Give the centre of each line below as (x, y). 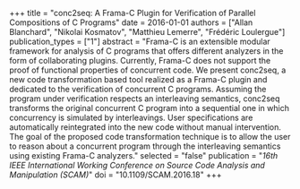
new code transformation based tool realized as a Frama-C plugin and (138, 79)
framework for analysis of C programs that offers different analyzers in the (146, 51)
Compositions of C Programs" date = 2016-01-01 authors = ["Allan (131, 22)
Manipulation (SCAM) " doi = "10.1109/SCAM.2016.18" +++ (116, 175)
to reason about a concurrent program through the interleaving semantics (145, 146)
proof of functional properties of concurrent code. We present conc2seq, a (148, 70)
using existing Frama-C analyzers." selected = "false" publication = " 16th (144, 155)
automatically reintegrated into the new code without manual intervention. (146, 127)
